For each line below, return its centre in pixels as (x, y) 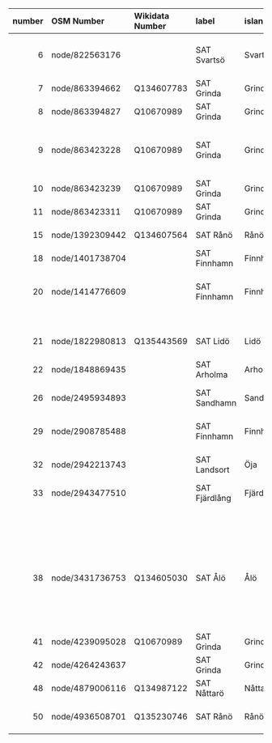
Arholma (212, 374)
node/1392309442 (89, 235)
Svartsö (210, 60)
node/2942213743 (89, 465)
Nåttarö (210, 693)
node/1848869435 (89, 369)
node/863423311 (86, 212)
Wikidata (152, 16)
